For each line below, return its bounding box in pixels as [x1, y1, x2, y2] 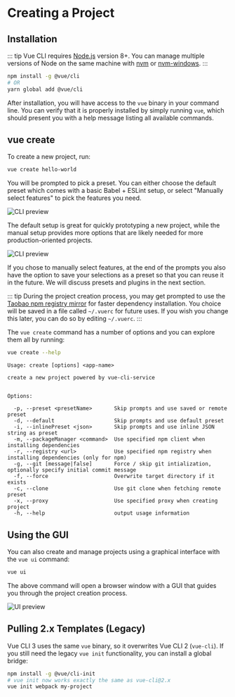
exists [7, 479, 27, 486]
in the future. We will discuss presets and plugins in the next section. [7, 278, 206, 287]
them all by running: [7, 336, 65, 344]
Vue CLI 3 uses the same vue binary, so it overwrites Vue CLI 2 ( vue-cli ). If [7, 641, 224, 650]
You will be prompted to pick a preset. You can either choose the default [7, 179, 216, 187]
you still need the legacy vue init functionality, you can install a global [7, 649, 212, 658]
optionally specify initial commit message [7, 467, 137, 474]
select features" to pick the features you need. [7, 194, 142, 202]
